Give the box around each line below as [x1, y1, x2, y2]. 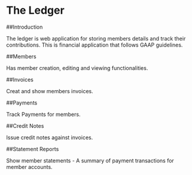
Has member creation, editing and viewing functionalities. [6, 64, 148, 72]
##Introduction [6, 23, 43, 30]
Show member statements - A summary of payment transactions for [6, 156, 175, 164]
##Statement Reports [6, 145, 59, 152]
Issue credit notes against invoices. [6, 134, 93, 141]
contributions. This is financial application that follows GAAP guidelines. [6, 41, 183, 48]
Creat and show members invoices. [6, 87, 94, 94]
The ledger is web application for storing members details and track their [6, 35, 186, 42]
